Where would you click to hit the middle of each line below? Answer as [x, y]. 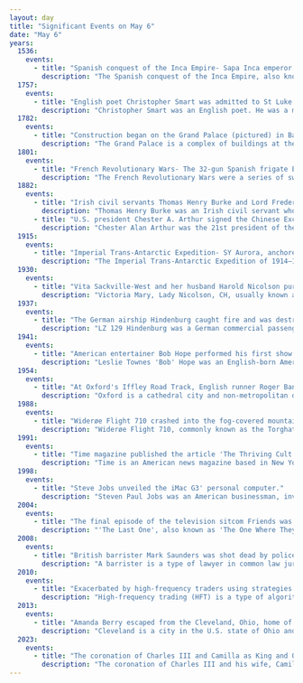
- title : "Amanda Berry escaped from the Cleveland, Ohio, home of [163, 622]
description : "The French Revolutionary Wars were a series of [163, 177]
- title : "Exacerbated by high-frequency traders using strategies [163, 589]
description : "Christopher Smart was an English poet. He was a [165, 110]
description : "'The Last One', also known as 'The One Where [159, 530]
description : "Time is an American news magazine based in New [163, 463]
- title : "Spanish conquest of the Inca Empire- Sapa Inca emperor [163, 69]
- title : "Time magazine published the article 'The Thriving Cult [163, 454]
